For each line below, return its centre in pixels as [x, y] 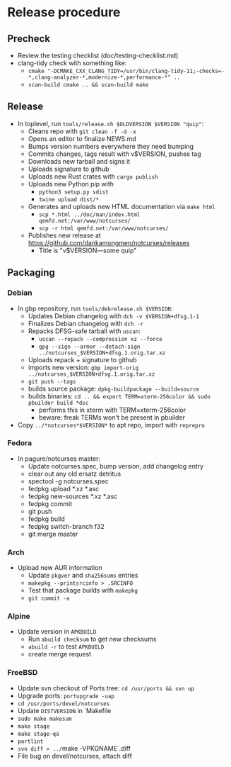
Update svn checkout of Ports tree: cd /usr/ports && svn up [106, 688]
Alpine [19, 616]
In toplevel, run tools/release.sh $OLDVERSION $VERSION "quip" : [111, 123]
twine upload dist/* [69, 199]
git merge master [53, 534]
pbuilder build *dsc [58, 403]
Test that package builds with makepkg [83, 590]
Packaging [31, 273]
